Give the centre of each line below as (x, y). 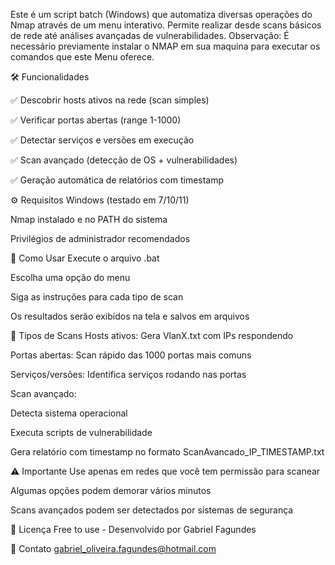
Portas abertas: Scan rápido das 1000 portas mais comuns (131, 355)
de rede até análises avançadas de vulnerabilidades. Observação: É (150, 35)
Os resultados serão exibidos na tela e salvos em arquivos (130, 316)
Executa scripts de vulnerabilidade (81, 432)
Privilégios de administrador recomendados (100, 238)
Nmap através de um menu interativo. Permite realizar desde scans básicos (166, 25)
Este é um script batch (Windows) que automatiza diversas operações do (161, 14)
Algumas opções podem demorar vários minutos (111, 490)
